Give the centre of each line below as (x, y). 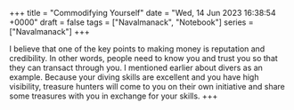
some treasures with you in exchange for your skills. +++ (114, 96)
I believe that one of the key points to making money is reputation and (137, 49)
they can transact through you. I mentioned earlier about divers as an (136, 67)
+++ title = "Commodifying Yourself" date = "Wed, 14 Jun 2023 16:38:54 (143, 13)
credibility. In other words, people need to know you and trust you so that (143, 58)
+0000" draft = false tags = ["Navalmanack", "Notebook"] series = (131, 22)
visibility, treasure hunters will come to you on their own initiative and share (147, 86)
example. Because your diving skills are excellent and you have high (134, 77)
